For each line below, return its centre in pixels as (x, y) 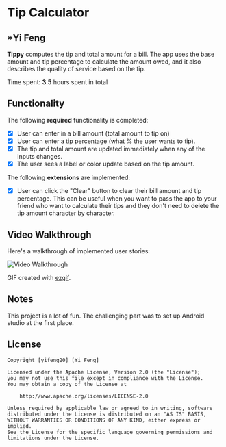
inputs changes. (40, 156)
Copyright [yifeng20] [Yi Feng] (53, 360)
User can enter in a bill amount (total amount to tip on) (93, 133)
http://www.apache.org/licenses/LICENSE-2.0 (84, 396)
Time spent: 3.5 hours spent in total (58, 82)
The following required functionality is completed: (78, 120)
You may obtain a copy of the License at (67, 384)
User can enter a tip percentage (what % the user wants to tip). (106, 141)
